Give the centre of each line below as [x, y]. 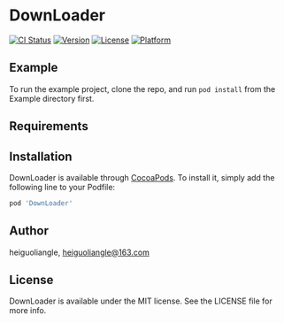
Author [29, 231]
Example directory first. [52, 98]
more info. [28, 311]
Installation [41, 156]
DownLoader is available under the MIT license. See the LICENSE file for [141, 301]
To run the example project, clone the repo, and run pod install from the [142, 88]
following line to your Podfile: [62, 187]
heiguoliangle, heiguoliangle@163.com [80, 252]
